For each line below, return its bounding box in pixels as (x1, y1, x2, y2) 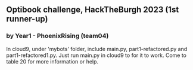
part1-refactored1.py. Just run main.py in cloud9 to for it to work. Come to (6, 52, 186, 59)
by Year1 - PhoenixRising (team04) (6, 32, 109, 40)
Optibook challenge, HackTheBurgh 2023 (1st (6, 5, 179, 15)
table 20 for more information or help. (6, 58, 99, 65)
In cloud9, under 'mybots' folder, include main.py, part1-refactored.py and (6, 45, 188, 52)
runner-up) (6, 14, 48, 24)
